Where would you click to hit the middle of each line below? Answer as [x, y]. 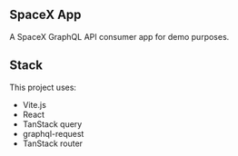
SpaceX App [45, 15]
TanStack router [53, 143]
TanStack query [52, 124]
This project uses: [43, 87]
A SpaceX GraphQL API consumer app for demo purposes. [119, 36]
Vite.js [35, 104]
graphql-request [53, 133]
